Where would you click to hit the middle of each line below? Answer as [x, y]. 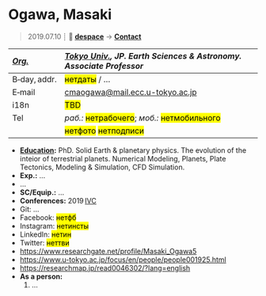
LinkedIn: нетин [46, 234]
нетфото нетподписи [104, 131]
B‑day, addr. [34, 79]
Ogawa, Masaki [60, 15]
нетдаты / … [87, 79]
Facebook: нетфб [48, 217]
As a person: [41, 276]
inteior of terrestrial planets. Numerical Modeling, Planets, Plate [123, 158]
